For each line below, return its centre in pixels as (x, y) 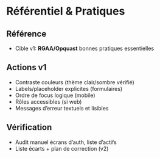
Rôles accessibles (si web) (48, 101)
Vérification (29, 127)
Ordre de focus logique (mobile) (55, 95)
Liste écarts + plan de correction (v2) (62, 148)
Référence (26, 34)
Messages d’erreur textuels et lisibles (62, 108)
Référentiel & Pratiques (66, 11)
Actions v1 (26, 67)
